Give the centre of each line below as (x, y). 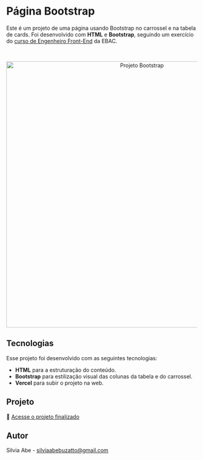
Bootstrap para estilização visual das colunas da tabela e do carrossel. (104, 376)
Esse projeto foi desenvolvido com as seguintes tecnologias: (82, 358)
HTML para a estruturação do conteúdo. (65, 370)
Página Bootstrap (51, 11)
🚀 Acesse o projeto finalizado (43, 416)
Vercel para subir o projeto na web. (59, 383)
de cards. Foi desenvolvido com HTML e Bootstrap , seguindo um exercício (100, 34)
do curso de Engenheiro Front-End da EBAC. (62, 41)
